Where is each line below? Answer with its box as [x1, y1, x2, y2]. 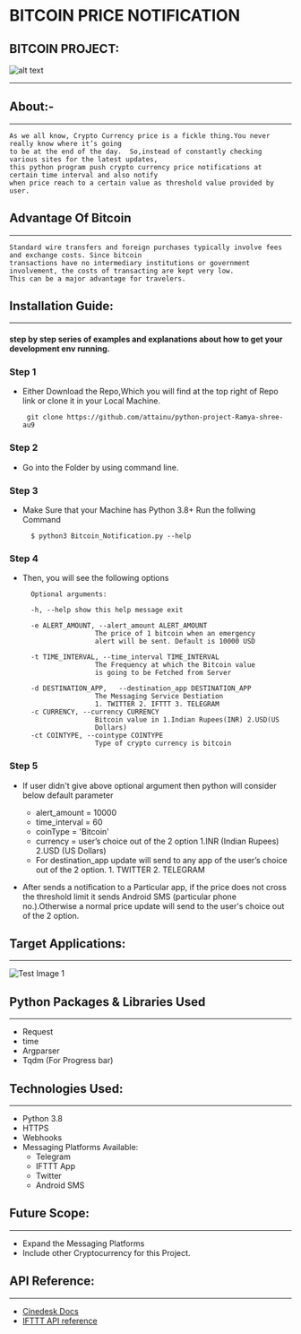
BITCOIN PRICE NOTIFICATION [9, 5, 240, 26]
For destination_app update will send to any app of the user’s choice [35, 854, 288, 865]
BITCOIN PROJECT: [9, 41, 120, 56]
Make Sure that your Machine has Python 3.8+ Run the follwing [21, 504, 256, 515]
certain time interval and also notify [9, 170, 159, 179]
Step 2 [9, 441, 39, 454]
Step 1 [9, 365, 37, 377]
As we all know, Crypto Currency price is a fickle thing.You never [9, 131, 271, 140]
